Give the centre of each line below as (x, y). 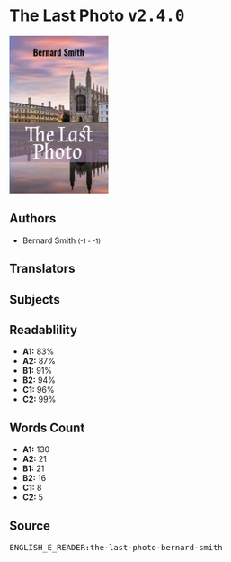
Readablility (44, 330)
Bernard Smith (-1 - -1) (62, 240)
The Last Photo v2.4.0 (97, 16)
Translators (42, 269)
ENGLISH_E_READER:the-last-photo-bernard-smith (116, 547)
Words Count (47, 427)
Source (30, 526)
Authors (33, 218)
